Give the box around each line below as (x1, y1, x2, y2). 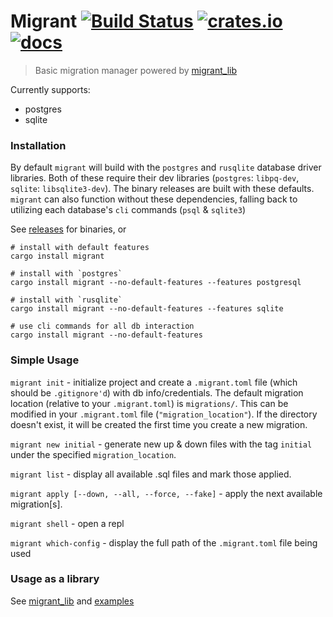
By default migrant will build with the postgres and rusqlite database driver (10, 161, 322, 174)
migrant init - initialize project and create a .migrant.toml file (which (10, 376, 298, 388)
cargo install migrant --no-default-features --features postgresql (10, 278, 302, 288)
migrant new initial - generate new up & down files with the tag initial (10, 438, 313, 450)
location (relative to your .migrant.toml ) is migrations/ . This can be (10, 397, 289, 409)
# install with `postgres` (10, 269, 123, 279)
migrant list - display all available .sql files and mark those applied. (10, 468, 292, 480)
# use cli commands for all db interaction (10, 321, 195, 332)
